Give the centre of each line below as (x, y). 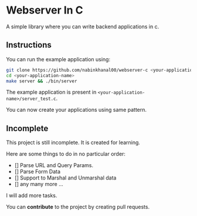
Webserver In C (45, 10)
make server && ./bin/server (42, 81)
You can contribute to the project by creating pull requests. (78, 207)
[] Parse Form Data (37, 172)
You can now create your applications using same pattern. (77, 110)
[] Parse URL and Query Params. (54, 165)
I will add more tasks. (32, 195)
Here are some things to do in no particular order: (66, 154)
